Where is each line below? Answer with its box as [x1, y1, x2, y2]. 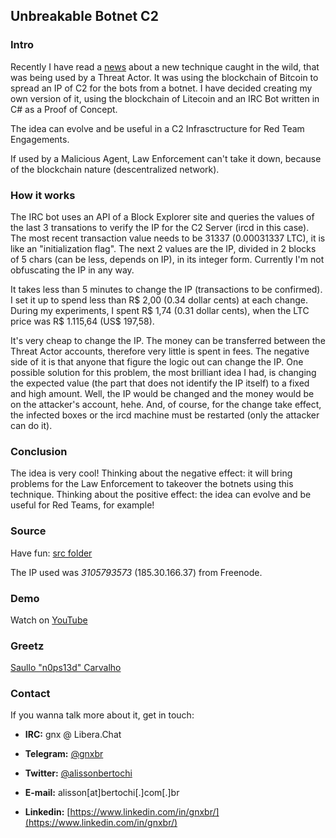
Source [10, 524, 47, 538]
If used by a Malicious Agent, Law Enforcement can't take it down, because [10, 152, 322, 164]
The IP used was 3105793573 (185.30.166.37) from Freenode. [10, 566, 263, 578]
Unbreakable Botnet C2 [10, 8, 159, 25]
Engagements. [10, 133, 70, 145]
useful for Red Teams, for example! [10, 499, 155, 511]
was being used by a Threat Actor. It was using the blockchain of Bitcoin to [10, 71, 319, 83]
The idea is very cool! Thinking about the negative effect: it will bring [10, 467, 293, 479]
